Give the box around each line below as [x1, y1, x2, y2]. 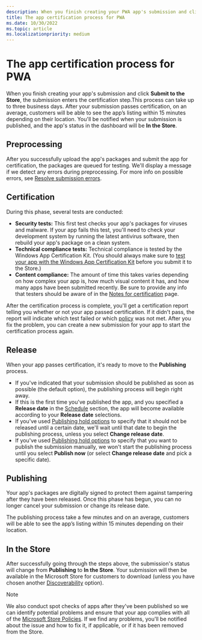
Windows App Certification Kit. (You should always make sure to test [14, 251, 185, 259]
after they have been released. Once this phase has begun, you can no [6, 495, 182, 503]
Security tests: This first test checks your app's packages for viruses [14, 219, 188, 227]
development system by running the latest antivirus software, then [14, 233, 179, 240]
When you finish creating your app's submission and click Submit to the [6, 90, 185, 97]
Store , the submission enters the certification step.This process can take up [6, 96, 194, 104]
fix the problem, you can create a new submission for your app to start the [6, 321, 191, 328]
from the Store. [6, 628, 44, 636]
